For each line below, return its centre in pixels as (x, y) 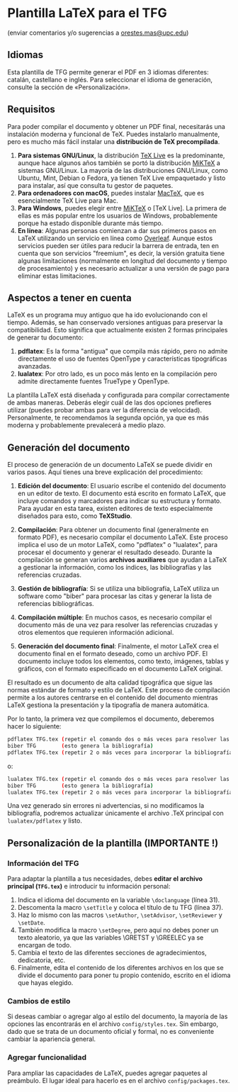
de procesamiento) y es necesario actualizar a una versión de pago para (123, 268)
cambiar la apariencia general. (52, 1039)
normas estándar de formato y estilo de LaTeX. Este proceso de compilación (119, 690)
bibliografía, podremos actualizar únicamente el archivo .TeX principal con (116, 814)
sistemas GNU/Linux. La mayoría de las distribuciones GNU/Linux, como (123, 170)
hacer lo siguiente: (34, 726)
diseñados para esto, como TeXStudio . (75, 516)
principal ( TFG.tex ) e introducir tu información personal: (89, 886)
